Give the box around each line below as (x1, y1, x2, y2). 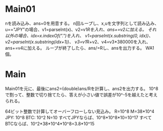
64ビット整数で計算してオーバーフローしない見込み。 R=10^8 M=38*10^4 (5, 108, 155, 114)
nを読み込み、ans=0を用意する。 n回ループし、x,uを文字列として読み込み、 (5, 20, 159, 26)
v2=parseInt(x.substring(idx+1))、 (5, 38, 74, 45)
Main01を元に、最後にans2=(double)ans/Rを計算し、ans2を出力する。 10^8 (5, 85, 159, 92)
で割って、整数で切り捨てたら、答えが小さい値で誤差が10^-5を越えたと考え (5, 92, 158, 98)
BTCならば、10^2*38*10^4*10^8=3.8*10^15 (5, 121, 95, 127)
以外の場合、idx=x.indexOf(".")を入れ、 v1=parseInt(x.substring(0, (5, 33, 138, 38)
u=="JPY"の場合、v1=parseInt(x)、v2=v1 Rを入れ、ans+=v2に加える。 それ (5, 26, 157, 33)
